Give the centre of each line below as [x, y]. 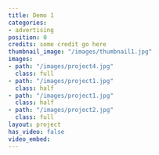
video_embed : [29, 139]
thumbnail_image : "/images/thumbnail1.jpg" [80, 52]
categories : [27, 23]
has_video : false [36, 132]
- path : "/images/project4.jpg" [61, 67]
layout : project [34, 124]
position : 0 [27, 37]
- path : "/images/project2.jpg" [61, 110]
